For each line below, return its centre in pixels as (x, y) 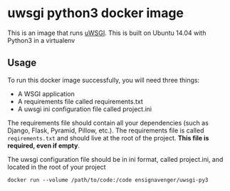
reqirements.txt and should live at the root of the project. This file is (108, 138)
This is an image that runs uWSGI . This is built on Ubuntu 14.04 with (107, 33)
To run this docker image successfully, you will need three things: (104, 80)
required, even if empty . (44, 145)
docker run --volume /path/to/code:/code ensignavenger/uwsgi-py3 (108, 180)
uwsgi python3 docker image (95, 13)
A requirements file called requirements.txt (80, 101)
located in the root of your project (57, 167)
